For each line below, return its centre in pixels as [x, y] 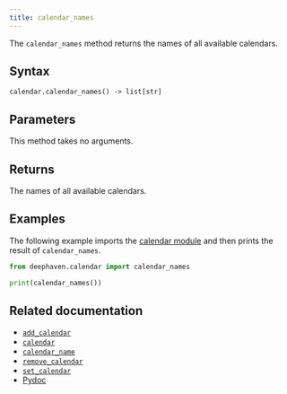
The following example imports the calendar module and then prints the [141, 241]
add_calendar [47, 333]
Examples [37, 219]
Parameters [43, 119]
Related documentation [76, 311]
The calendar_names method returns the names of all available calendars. [143, 43]
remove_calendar [52, 362]
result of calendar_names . [55, 250]
